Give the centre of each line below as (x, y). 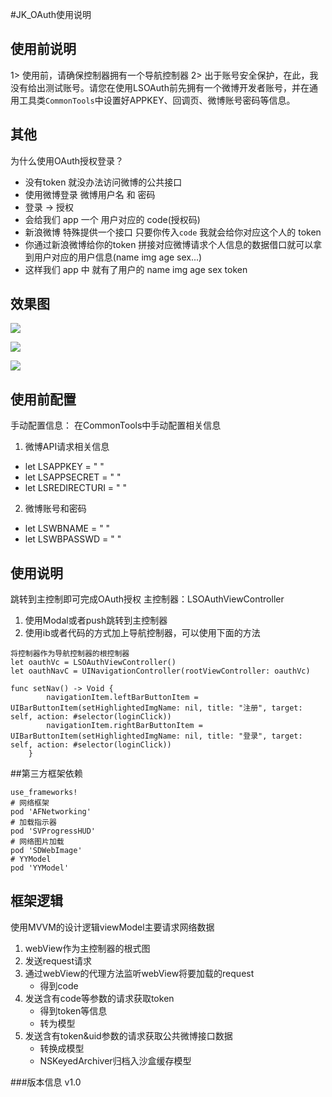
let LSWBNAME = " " (67, 529)
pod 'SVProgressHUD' (53, 831)
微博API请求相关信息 (67, 447)
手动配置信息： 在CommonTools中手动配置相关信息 (116, 425)
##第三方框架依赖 (46, 774)
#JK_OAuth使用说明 (51, 14)
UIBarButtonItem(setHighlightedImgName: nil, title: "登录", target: (156, 736)
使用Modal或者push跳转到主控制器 (96, 620)
